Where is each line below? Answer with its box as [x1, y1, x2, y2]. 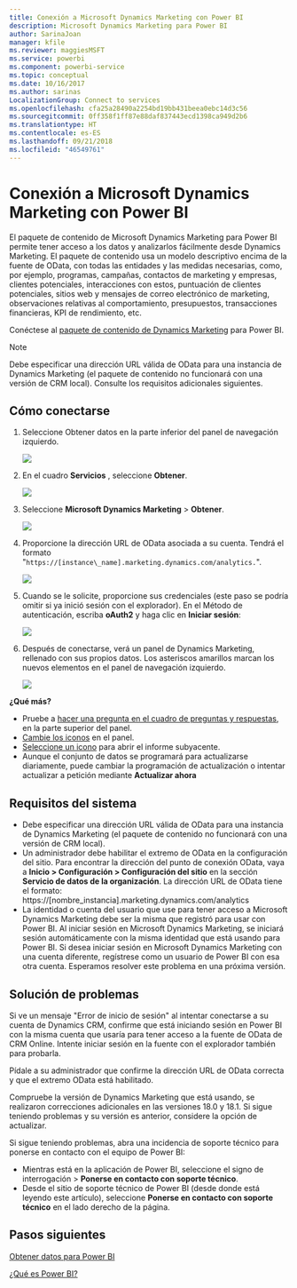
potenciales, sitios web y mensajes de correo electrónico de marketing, [9, 288, 270, 298]
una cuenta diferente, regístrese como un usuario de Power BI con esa [21, 951, 280, 962]
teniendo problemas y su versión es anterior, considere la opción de [9, 1111, 257, 1121]
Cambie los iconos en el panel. [21, 732, 135, 743]
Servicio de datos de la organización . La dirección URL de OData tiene [21, 876, 283, 886]
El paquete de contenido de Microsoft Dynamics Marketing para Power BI [9, 232, 277, 242]
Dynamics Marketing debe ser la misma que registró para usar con [21, 914, 266, 925]
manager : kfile [9, 37, 66, 47]
